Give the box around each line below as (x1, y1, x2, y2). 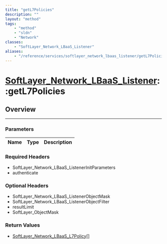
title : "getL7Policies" (5, 7, 55, 12)
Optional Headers (5, 182, 49, 189)
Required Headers (5, 153, 50, 160)
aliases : (5, 49, 23, 54)
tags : (5, 21, 16, 26)
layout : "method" (5, 16, 41, 21)
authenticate (12, 169, 38, 175)
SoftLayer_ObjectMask (12, 209, 59, 215)
